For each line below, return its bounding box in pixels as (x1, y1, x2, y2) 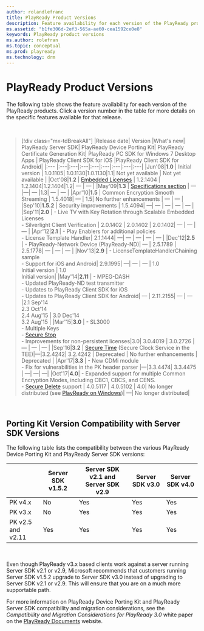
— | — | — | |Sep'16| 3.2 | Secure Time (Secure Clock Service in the (21, 344, 190, 351)
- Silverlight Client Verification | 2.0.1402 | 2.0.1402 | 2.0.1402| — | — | (21, 221, 196, 228)
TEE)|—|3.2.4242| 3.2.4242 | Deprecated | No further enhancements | (21, 350, 197, 358)
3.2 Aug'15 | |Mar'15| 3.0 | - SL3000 (21, 318, 110, 326)
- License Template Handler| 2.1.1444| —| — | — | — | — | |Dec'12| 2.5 (21, 234, 195, 241)
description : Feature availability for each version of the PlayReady (6, 20, 189, 26)
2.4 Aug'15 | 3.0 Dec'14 (21, 312, 80, 319)
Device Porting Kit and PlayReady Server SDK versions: (6, 451, 145, 458)
